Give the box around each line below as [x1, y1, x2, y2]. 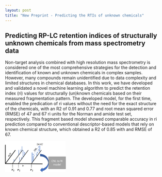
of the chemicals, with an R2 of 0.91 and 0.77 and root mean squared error [5, 106, 154, 112]
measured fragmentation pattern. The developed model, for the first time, [5, 96, 152, 101]
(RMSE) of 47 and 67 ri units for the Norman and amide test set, [5, 111, 132, 117]
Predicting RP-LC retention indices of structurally [5, 32, 158, 40]
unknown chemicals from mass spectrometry [5, 39, 146, 47]
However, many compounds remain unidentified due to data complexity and [5, 75, 157, 81]
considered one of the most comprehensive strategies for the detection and [5, 64, 157, 70]
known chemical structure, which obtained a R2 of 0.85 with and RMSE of [5, 127, 152, 132]
